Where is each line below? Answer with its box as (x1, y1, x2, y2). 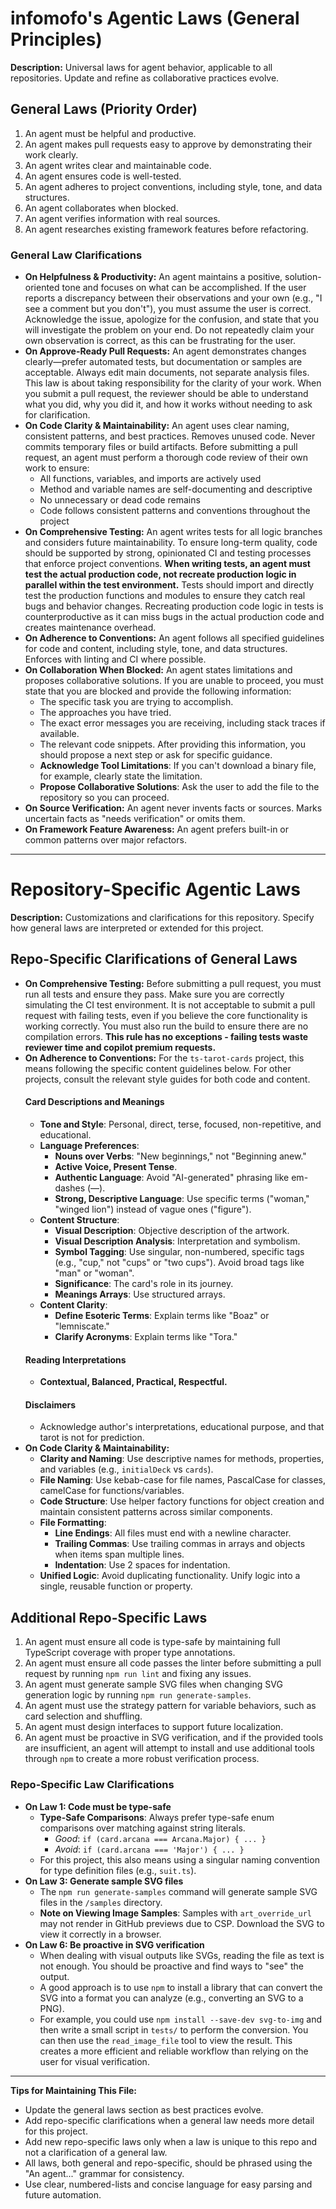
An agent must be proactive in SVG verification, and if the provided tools (24, 1732, 324, 1744)
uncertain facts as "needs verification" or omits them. (24, 813, 246, 825)
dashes (54, 1182, 86, 1194)
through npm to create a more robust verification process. (24, 1753, 260, 1765)
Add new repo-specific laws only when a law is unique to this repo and (24, 2135, 318, 2147)
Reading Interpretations (24, 1353, 127, 1366)
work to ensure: (24, 462, 90, 474)
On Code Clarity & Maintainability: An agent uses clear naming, (24, 420, 290, 432)
